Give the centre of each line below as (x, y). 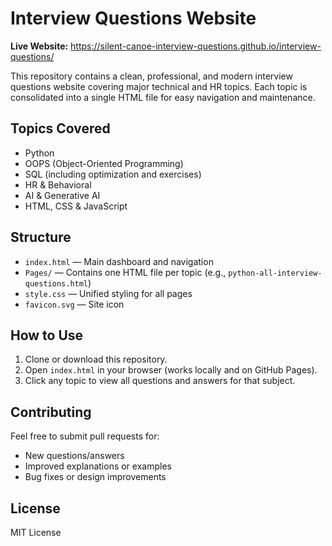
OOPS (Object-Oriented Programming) (104, 163)
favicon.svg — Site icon (74, 304)
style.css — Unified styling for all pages (108, 293)
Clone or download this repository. (96, 359)
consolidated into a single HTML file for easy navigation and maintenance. (163, 97)
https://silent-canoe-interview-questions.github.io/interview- (196, 46)
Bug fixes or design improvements (95, 477)
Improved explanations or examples (98, 466)
